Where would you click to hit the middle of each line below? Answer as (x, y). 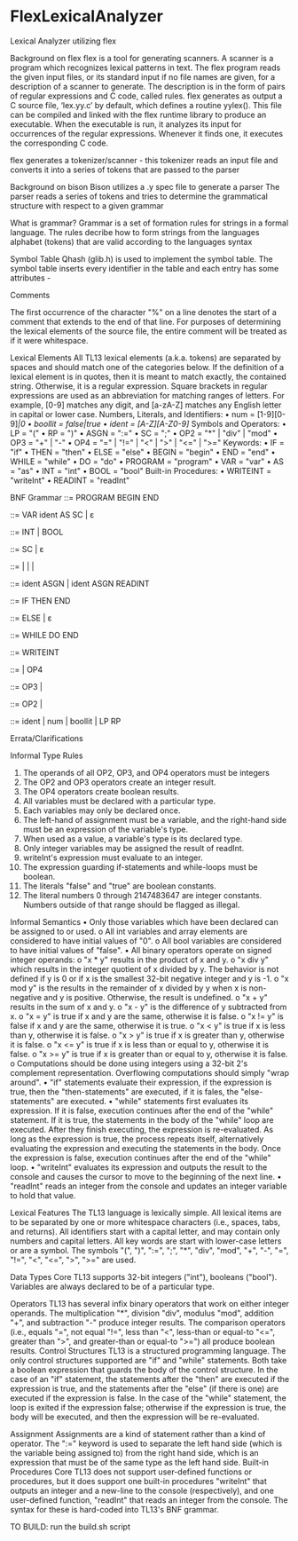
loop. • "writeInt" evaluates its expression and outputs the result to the (139, 1167)
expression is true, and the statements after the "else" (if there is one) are (144, 1388)
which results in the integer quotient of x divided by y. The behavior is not (145, 968)
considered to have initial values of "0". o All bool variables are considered (146, 940)
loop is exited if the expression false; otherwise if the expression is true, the (148, 1407)
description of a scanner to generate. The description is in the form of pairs (148, 86)
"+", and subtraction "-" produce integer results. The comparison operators (148, 1322)
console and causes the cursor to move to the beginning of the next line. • (146, 1176)
